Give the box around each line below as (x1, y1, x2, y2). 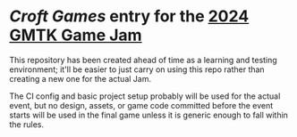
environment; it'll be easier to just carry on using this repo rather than (9, 64, 266, 75)
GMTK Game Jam (9, 25, 142, 45)
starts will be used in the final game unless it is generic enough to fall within (9, 109, 289, 120)
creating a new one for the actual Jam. (9, 73, 152, 84)
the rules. (9, 118, 45, 130)
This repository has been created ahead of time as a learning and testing (9, 54, 277, 65)
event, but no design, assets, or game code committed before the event (9, 100, 274, 110)
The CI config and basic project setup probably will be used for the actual (9, 91, 281, 101)
